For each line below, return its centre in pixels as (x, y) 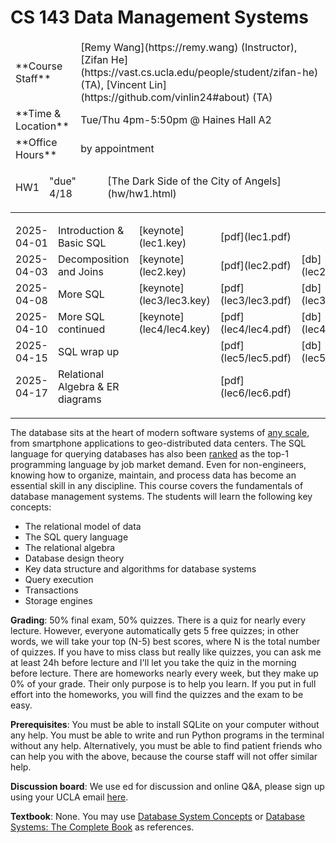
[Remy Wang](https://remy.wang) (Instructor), (189, 47)
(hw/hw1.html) (142, 193)
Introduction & (91, 230)
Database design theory (74, 558)
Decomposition (93, 259)
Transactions (51, 590)
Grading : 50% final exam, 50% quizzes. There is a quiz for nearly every (158, 620)
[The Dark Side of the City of (175, 181)
